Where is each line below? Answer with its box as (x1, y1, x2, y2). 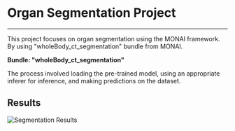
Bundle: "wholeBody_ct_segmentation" (7, 55, 124, 64)
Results (7, 97, 41, 109)
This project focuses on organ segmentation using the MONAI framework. (7, 34, 220, 43)
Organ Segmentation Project (7, 5, 176, 21)
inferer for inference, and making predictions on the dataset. (7, 76, 181, 85)
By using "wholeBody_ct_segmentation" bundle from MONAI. (7, 42, 183, 50)
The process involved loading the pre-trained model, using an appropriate (7, 69, 220, 78)
